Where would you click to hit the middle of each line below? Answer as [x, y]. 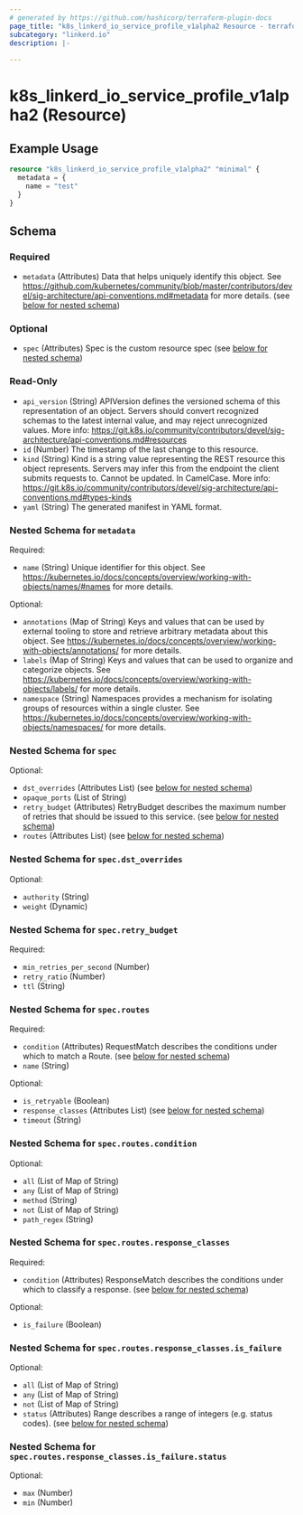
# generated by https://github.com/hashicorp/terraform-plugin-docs [141, 18]
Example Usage [54, 149]
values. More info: [56, 429]
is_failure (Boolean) [62, 1324]
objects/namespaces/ [63, 728]
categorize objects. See [66, 670]
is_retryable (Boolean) [66, 1101]
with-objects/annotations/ [70, 651]
